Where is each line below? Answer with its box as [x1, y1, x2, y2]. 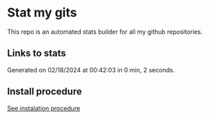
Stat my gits [7, 5, 77, 21]
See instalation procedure [7, 104, 81, 112]
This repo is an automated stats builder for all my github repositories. [7, 28, 203, 36]
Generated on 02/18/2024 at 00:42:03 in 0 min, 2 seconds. [7, 65, 175, 74]
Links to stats [7, 47, 66, 59]
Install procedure [7, 86, 82, 98]
